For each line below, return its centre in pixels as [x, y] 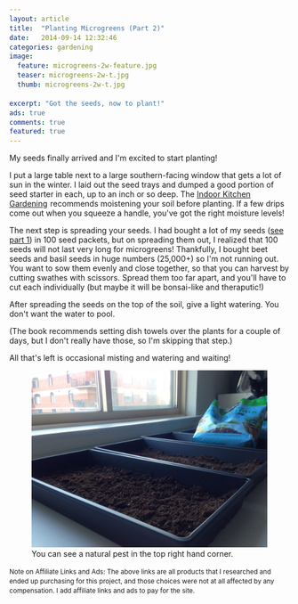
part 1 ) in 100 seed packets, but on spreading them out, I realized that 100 [144, 240]
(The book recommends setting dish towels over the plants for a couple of [145, 331]
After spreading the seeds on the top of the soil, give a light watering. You [144, 305]
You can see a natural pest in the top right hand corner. [133, 554]
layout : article [39, 19]
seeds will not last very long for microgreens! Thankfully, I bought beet [139, 249]
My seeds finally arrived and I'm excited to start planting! [113, 158]
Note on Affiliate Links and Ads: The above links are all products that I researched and [140, 572]
